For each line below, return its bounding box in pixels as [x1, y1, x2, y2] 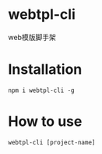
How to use [8, 112, 83, 130]
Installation [8, 60, 83, 79]
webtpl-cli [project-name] [8, 138, 96, 146]
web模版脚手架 [8, 32, 56, 42]
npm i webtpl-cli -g [8, 86, 76, 94]
